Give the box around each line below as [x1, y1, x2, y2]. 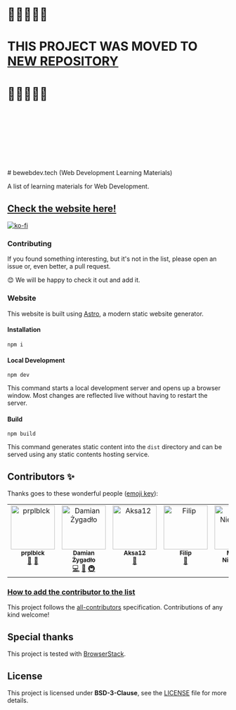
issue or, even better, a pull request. [7, 262, 111, 271]
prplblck [20, 549, 45, 557]
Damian [72, 549, 95, 557]
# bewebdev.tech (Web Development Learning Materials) [7, 169, 173, 177]
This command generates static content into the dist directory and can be [7, 443, 223, 451]
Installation [7, 325, 41, 334]
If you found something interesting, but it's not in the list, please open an [7, 254, 217, 263]
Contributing [7, 239, 52, 249]
